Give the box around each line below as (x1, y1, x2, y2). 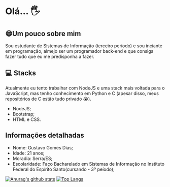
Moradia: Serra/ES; (12, 155, 53, 162)
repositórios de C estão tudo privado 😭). (5, 96, 91, 102)
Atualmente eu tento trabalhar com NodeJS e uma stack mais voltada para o (5, 85, 165, 91)
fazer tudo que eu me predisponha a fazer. (5, 53, 95, 59)
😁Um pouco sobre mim (5, 29, 81, 38)
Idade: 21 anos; (12, 150, 45, 156)
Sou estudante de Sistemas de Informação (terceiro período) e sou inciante (5, 43, 162, 49)
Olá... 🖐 (5, 6, 41, 17)
